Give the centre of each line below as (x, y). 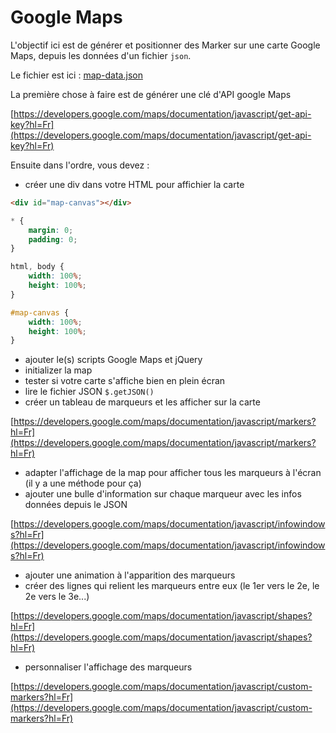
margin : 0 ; (51, 230)
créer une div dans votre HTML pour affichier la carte (134, 184)
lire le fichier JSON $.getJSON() (89, 392)
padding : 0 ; (53, 239)
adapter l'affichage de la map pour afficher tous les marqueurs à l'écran (173, 473)
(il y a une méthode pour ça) (83, 483)
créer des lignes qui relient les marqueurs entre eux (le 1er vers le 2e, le (172, 586)
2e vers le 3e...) (57, 597)
